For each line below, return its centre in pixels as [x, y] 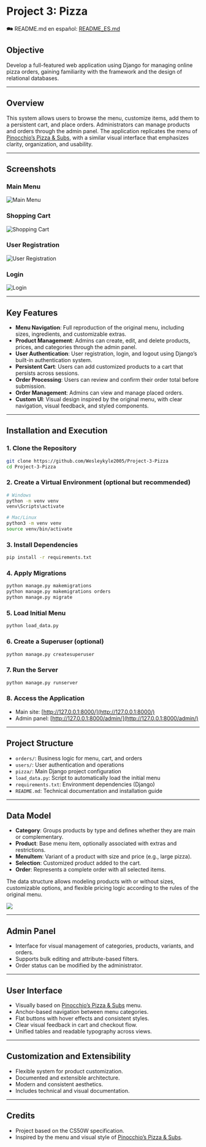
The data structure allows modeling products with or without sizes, [91, 881]
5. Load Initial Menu [36, 613]
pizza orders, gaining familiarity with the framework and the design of [94, 71]
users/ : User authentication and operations [70, 765]
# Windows [19, 495]
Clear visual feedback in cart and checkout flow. [76, 1025]
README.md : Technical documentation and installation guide [89, 790]
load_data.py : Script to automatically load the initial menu [88, 778]
